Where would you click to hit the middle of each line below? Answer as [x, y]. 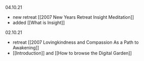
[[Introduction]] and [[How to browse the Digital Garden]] [72, 53]
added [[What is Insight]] [39, 23]
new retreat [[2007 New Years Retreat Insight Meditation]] [73, 17]
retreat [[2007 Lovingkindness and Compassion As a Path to [76, 42]
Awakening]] [26, 48]
